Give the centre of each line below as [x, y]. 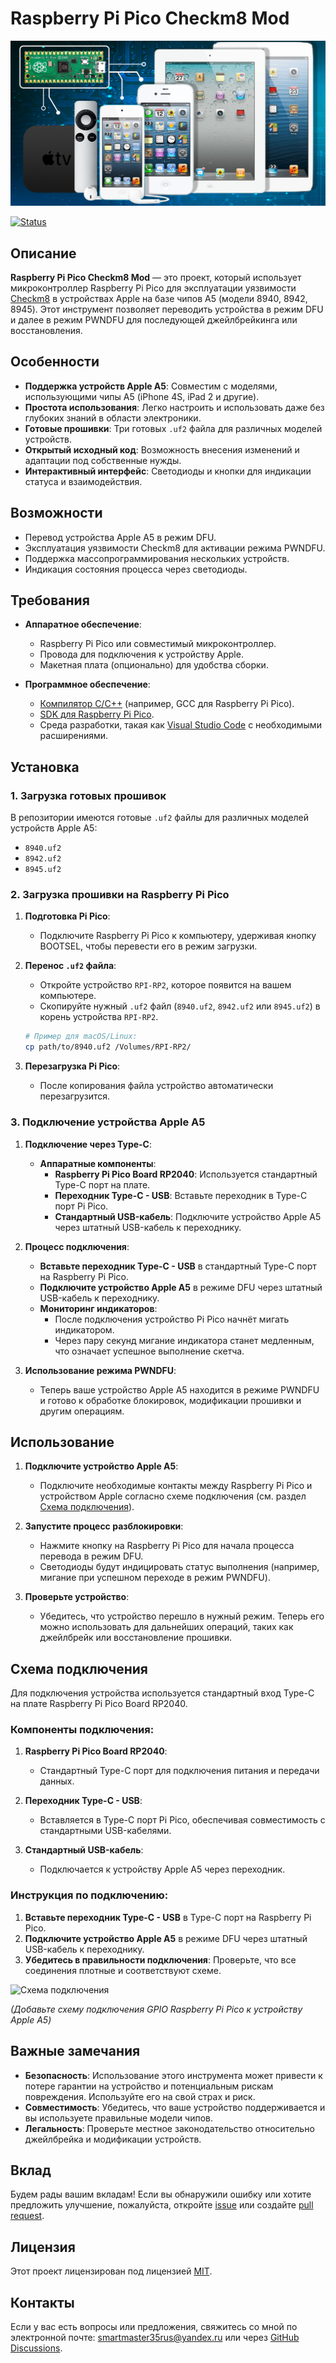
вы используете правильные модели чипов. [119, 2118]
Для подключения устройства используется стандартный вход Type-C [162, 1693]
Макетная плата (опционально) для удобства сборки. [154, 665]
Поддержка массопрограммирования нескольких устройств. [157, 558]
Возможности [56, 513]
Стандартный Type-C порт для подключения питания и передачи [179, 1771]
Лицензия [43, 2247]
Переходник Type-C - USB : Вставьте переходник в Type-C [181, 1195]
